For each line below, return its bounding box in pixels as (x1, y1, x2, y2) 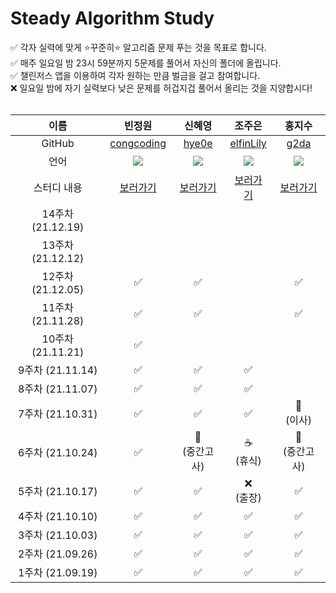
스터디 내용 (33, 180, 83, 194)
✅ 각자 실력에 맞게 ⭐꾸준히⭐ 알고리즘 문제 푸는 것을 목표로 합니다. (10, 41, 267, 53)
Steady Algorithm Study (10, 7, 215, 30)
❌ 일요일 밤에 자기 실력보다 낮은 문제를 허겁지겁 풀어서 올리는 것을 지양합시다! (10, 82, 313, 94)
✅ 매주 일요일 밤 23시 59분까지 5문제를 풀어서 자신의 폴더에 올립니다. (10, 57, 282, 69)
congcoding (109, 136, 167, 150)
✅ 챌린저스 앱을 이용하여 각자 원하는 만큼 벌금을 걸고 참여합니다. (10, 69, 261, 81)
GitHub (41, 136, 75, 150)
